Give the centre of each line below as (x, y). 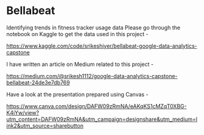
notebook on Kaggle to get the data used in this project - (77, 34)
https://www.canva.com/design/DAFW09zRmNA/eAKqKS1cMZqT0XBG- (97, 106)
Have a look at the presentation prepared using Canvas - (77, 94)
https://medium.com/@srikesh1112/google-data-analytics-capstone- (92, 76)
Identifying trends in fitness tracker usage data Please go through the (93, 27)
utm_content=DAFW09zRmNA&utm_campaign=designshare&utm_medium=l (102, 119)
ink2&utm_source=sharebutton (45, 125)
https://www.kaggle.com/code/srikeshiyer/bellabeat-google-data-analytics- (102, 46)
